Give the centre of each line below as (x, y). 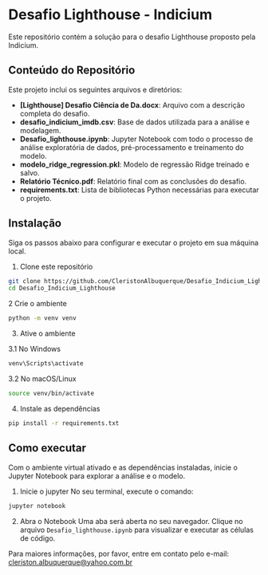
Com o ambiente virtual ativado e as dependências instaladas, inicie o (123, 467)
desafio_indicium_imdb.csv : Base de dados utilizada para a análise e (134, 122)
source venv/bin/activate (51, 394)
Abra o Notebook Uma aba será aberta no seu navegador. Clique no (131, 521)
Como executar (47, 448)
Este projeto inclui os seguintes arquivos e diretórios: (95, 89)
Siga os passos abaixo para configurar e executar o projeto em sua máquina (134, 242)
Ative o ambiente (47, 333)
